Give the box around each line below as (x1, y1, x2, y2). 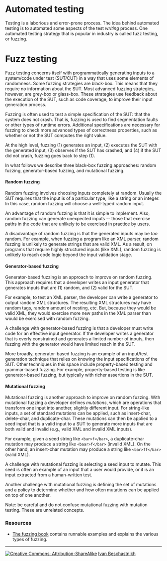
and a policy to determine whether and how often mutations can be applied (5, 487, 159, 493)
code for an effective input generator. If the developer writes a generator (5, 330, 154, 337)
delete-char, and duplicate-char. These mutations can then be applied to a (5, 416, 158, 421)
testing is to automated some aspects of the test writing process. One (5, 25, 148, 31)
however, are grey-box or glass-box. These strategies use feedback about (5, 91, 158, 97)
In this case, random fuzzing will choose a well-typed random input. (5, 201, 144, 207)
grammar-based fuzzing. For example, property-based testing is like (5, 367, 145, 373)
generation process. (5, 101, 46, 108)
